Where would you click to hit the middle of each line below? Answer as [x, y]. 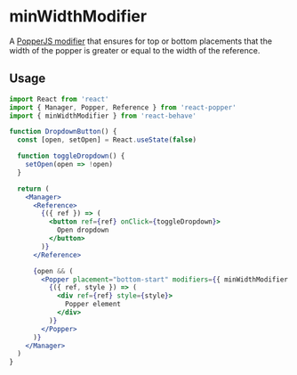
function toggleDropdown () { [71, 156]
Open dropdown [83, 230]
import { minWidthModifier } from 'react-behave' [103, 116]
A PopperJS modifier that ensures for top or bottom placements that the [141, 41]
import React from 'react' [59, 99]
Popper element [93, 305]
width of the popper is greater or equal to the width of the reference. [135, 50]
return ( [33, 189]
